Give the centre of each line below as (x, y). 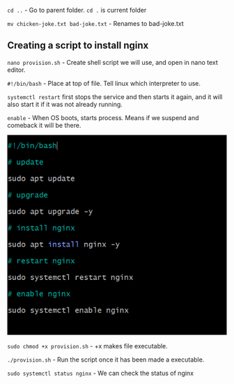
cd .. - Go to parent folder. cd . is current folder (77, 10)
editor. (16, 70)
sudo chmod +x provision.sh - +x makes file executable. (88, 346)
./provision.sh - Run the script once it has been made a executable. (106, 360)
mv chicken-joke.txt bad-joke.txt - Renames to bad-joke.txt (96, 23)
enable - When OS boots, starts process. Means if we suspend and (103, 117)
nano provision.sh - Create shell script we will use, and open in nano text (112, 62)
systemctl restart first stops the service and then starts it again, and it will (115, 96)
